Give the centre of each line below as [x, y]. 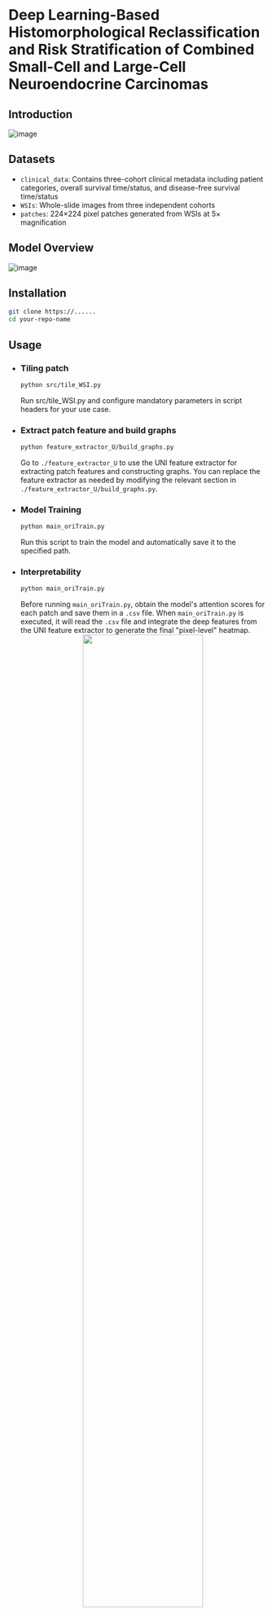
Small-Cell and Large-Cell [97, 67]
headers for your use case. [66, 409]
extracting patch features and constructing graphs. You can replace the [140, 471]
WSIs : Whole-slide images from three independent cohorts [118, 204]
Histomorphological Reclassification [134, 32]
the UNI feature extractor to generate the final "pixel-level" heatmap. [135, 630]
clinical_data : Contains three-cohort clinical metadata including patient [142, 179]
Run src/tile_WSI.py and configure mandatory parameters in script [131, 400]
